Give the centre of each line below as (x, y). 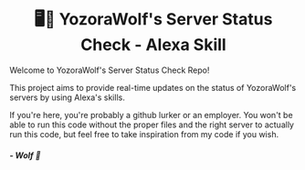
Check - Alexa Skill (153, 45)
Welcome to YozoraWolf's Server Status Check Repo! (110, 70)
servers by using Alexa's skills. (67, 97)
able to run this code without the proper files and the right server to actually (152, 125)
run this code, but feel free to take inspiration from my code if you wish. (144, 134)
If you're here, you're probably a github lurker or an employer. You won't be (152, 115)
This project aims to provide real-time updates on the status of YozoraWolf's (153, 87)
